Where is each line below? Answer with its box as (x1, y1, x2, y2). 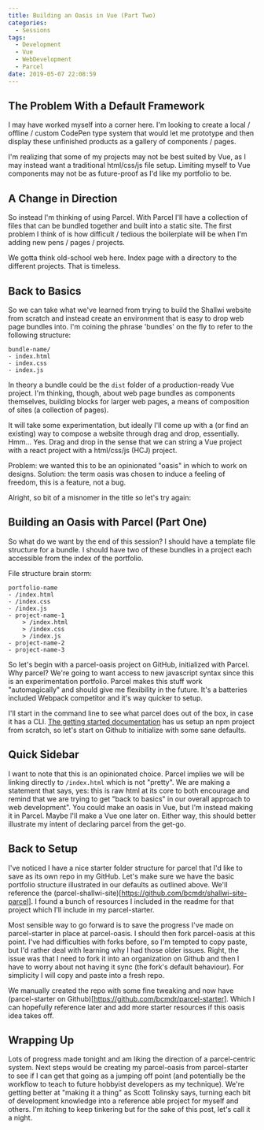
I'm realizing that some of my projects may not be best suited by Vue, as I (8, 152, 246, 162)
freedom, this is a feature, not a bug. (8, 478, 126, 487)
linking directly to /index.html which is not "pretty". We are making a (8, 777, 230, 786)
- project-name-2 (8, 639, 65, 647)
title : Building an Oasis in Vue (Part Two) (8, 11, 156, 20)
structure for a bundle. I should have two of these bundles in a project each (8, 545, 252, 554)
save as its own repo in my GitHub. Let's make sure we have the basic (8, 872, 234, 881)
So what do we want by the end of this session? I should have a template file (8, 537, 256, 546)
